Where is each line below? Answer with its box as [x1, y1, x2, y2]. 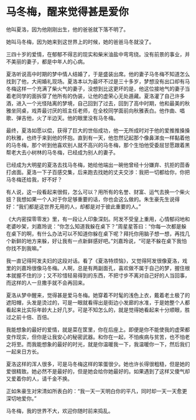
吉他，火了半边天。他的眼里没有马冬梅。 [21, 114, 118, 121]
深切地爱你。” [6, 395, 37, 402]
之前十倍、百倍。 [10, 313, 52, 320]
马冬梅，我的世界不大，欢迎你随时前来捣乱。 [6, 407, 114, 414]
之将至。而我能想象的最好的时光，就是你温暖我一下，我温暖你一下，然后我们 [6, 340, 190, 347]
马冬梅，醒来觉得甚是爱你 [6, 5, 129, 19]
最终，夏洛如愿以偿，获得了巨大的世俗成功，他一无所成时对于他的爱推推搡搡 [6, 127, 190, 134]
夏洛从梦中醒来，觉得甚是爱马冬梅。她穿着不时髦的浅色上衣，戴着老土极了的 [6, 291, 190, 299]
